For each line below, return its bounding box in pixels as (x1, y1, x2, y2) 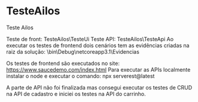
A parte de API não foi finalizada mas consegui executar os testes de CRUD (6, 84, 193, 91)
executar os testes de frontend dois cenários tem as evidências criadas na (6, 42, 190, 49)
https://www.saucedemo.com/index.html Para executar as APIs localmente (6, 66, 191, 73)
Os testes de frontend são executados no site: (6, 60, 120, 67)
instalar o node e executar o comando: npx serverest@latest (6, 72, 155, 79)
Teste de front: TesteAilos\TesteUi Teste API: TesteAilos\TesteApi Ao (6, 35, 174, 42)
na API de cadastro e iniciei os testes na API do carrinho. (6, 90, 147, 97)
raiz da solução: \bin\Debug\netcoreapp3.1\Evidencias (6, 48, 139, 55)
